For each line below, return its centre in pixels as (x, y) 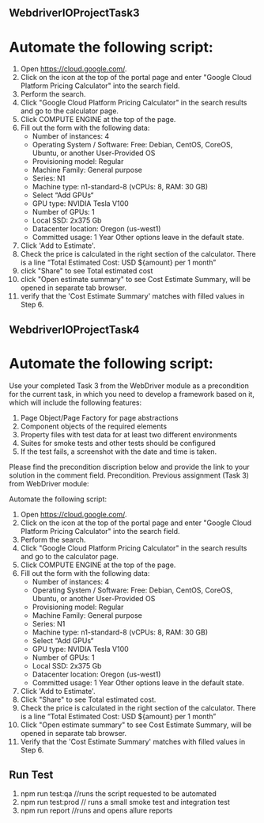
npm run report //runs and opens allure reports (96, 810)
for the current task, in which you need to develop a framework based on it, (132, 394)
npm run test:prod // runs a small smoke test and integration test (125, 802)
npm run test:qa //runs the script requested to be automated (118, 794)
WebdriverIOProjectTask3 (74, 13)
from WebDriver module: (49, 483)
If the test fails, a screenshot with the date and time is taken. (119, 452)
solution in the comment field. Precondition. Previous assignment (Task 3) (129, 475)
